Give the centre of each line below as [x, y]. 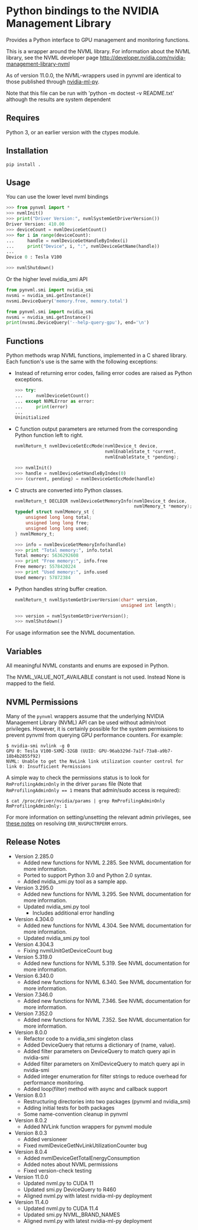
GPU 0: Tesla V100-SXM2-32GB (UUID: [51, 751]
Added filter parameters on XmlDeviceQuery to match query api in [104, 1064]
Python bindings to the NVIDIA [83, 11]
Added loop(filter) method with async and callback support [95, 1089]
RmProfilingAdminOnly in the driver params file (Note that [74, 784]
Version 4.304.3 [34, 944]
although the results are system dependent [59, 99]
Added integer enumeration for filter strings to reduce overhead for [105, 1076]
